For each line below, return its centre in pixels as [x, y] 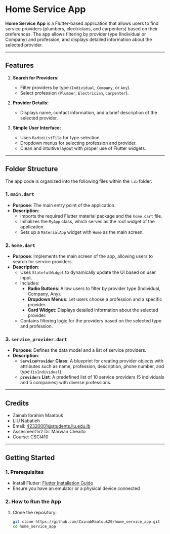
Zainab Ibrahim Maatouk [38, 416]
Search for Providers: [36, 77]
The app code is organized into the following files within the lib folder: [79, 181]
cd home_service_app [34, 527]
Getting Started [30, 457]
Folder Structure [32, 169]
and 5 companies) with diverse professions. [66, 383]
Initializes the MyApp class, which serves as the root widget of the [88, 221]
